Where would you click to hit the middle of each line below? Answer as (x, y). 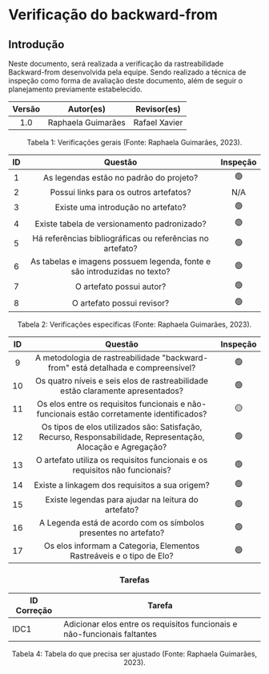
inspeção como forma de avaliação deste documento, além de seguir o (125, 81)
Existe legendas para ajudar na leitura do (122, 499)
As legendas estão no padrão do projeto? (120, 177)
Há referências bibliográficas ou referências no (121, 238)
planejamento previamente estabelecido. (75, 89)
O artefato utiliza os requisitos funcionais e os (122, 460)
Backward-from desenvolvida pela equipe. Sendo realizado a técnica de (127, 72)
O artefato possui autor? (120, 286)
